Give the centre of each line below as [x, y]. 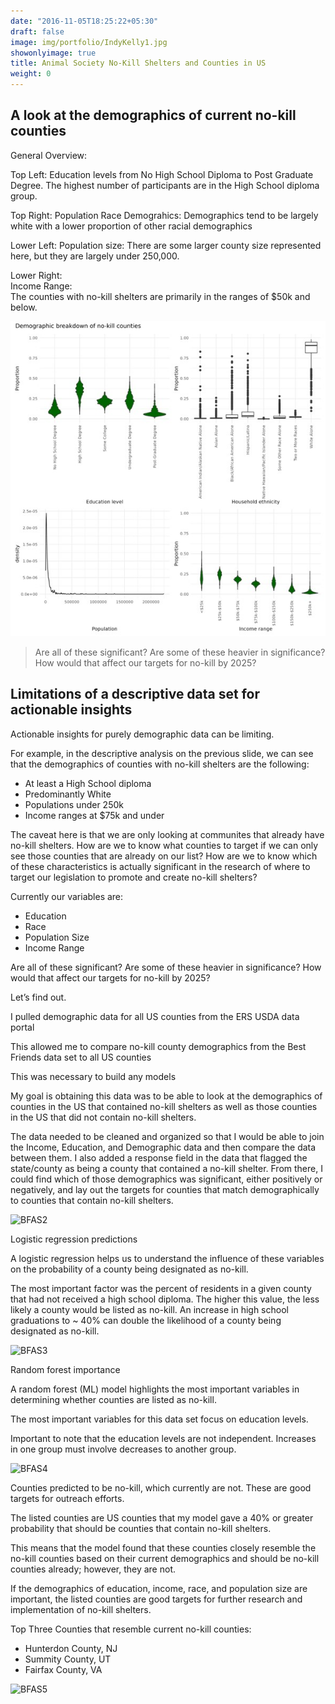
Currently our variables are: [67, 896]
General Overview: [49, 155]
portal [22, 1027]
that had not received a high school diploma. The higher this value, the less [165, 1299]
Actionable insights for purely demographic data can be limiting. [142, 734]
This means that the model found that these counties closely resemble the [163, 1547]
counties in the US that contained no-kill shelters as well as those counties [164, 1106]
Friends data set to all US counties [81, 1057]
